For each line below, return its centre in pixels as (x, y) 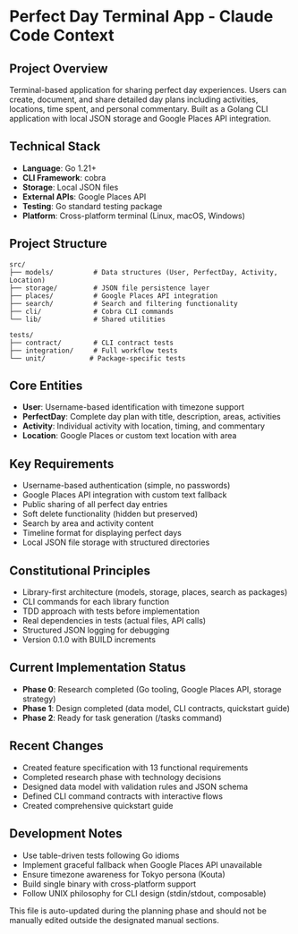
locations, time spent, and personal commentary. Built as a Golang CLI (139, 109)
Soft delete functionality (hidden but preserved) (110, 514)
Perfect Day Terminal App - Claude (141, 17)
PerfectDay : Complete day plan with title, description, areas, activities (151, 417)
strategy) (39, 699)
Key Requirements (62, 464)
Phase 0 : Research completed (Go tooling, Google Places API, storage (152, 689)
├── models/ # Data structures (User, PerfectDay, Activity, (144, 272)
